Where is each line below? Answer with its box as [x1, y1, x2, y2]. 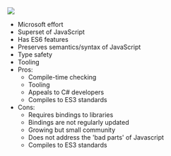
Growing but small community [28, 126, 116, 134]
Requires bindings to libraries [28, 111, 114, 119]
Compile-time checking [28, 73, 97, 81]
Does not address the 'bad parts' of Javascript [28, 133, 165, 141]
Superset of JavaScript [17, 28, 85, 36]
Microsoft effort [17, 21, 64, 28]
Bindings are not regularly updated [28, 118, 129, 126]
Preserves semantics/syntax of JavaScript [17, 43, 141, 51]
